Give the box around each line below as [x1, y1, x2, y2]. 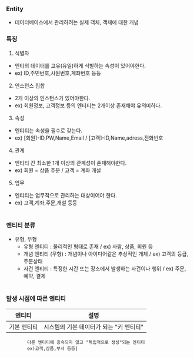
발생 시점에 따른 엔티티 [6, 295, 66, 303]
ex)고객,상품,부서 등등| [27, 345, 78, 352]
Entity [6, 5, 24, 13]
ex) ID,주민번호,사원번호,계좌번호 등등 [14, 70, 101, 77]
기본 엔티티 [9, 323, 38, 331]
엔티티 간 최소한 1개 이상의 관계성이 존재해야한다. [14, 159, 127, 166]
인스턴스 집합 [14, 82, 45, 89]
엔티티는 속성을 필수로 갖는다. [14, 127, 83, 134]
